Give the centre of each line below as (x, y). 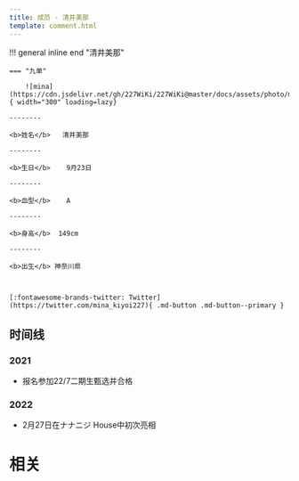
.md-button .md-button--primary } (220, 305)
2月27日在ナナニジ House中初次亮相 (89, 425)
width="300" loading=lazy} (67, 102)
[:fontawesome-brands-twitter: (67, 298)
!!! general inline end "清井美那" (67, 52)
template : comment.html (53, 26)
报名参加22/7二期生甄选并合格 (77, 381)
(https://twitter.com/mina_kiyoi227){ (81, 305)
